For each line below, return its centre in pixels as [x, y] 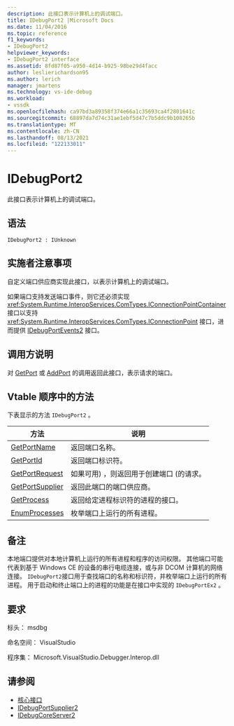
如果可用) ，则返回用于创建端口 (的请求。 [138, 474]
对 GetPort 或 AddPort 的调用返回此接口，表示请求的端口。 [92, 372]
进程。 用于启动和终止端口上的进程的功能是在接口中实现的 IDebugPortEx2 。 [116, 585]
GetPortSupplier [37, 487]
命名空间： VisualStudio [42, 642]
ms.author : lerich [34, 79]
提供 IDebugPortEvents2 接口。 [58, 330]
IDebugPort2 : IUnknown [42, 240]
